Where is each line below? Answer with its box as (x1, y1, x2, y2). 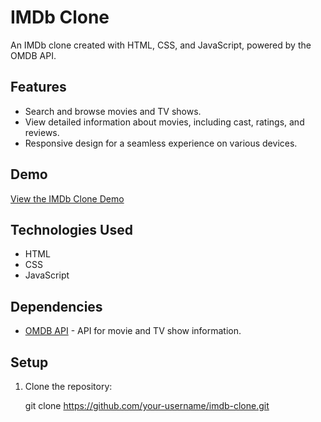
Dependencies (10, 298, 103, 315)
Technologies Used (10, 221, 133, 238)
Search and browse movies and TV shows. (24, 105, 202, 117)
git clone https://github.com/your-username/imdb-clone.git (24, 400, 270, 411)
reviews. (24, 126, 60, 138)
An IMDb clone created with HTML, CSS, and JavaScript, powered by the (10, 39, 312, 51)
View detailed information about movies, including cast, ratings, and (24, 116, 305, 128)
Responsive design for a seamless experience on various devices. (24, 137, 298, 149)
